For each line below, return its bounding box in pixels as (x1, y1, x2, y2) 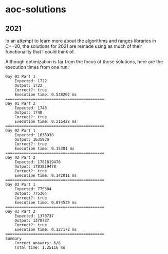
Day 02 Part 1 (5, 128, 36, 133)
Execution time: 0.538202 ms (14, 92, 77, 97)
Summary (5, 236, 22, 241)
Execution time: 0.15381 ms (14, 146, 74, 151)
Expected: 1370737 (14, 213, 54, 219)
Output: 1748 (14, 110, 43, 115)
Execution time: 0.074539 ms (14, 200, 77, 205)
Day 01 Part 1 (5, 74, 36, 79)
